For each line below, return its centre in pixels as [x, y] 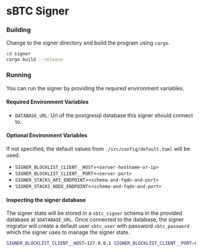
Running [19, 75]
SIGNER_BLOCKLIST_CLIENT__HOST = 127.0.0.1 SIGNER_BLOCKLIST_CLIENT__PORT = [101, 244]
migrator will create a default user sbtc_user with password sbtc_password [98, 226]
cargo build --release [35, 60]
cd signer [19, 54]
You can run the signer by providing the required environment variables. [95, 88]
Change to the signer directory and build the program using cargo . [88, 43]
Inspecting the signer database [46, 200]
